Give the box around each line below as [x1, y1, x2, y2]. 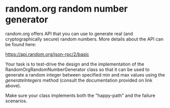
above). [5, 82, 21, 89]
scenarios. [5, 97, 27, 104]
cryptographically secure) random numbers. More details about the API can [5, 36, 164, 42]
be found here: [5, 41, 37, 47]
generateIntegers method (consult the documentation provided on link [5, 77, 153, 83]
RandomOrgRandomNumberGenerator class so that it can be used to [5, 66, 150, 73]
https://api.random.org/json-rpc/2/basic [5, 51, 90, 57]
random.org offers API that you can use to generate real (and [5, 30, 133, 37]
